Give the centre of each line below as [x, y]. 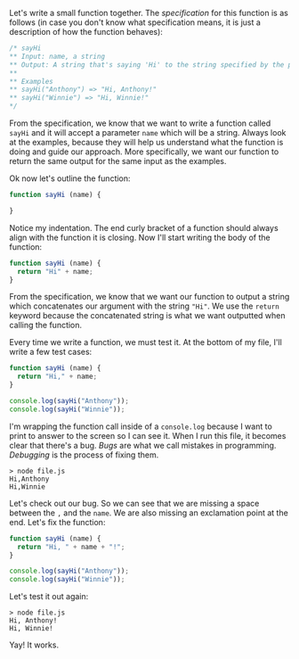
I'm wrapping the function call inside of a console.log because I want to [141, 426]
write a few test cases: [51, 352]
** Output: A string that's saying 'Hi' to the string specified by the [147, 65]
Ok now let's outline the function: [70, 178]
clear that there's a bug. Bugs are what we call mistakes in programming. [143, 445]
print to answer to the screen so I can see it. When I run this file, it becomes [148, 435]
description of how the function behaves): [86, 32]
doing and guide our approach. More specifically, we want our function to [144, 152]
